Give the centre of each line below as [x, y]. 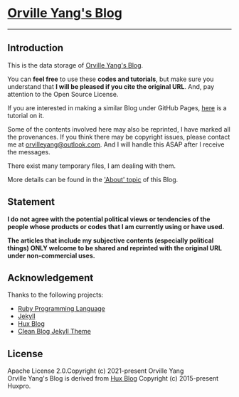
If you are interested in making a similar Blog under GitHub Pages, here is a [117, 107]
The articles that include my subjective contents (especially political [111, 240]
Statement [31, 202]
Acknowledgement [51, 278]
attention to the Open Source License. [63, 94]
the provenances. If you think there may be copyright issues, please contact [119, 137]
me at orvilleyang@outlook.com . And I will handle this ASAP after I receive [116, 144]
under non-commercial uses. [51, 255]
